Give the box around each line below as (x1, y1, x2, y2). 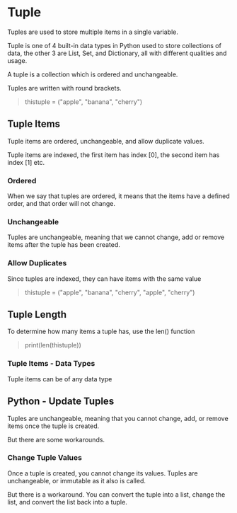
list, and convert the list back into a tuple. (7, 497, 127, 506)
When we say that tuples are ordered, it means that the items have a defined (7, 192, 230, 200)
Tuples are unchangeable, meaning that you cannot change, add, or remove (7, 414, 229, 422)
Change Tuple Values (7, 453, 83, 463)
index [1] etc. (7, 158, 45, 166)
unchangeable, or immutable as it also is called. (7, 476, 146, 485)
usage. (7, 56, 28, 64)
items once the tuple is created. (7, 422, 100, 430)
